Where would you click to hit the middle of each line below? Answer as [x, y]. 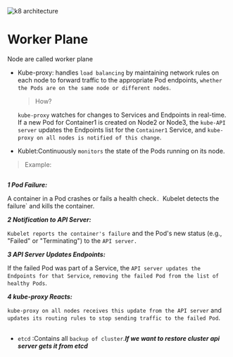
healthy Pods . [27, 283]
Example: [38, 164]
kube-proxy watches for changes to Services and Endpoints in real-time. [122, 115]
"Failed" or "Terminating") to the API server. [72, 241]
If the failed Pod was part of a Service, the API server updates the [104, 268]
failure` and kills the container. [51, 206]
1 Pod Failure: [27, 185]
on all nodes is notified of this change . [99, 137]
